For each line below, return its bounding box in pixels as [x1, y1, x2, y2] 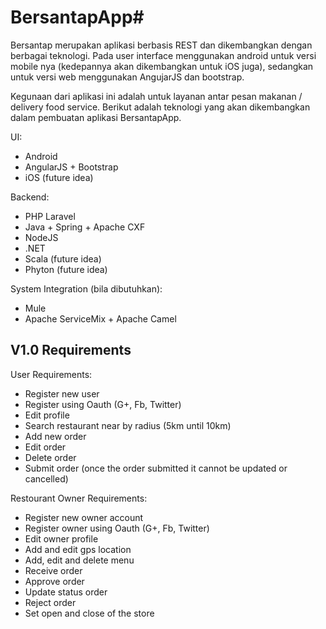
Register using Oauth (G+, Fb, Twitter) [24, 398, 182, 410]
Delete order [24, 451, 77, 463]
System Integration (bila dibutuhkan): [10, 282, 163, 295]
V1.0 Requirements [10, 342, 132, 359]
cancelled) [24, 472, 69, 485]
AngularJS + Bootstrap [24, 161, 119, 173]
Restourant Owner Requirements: [10, 492, 148, 504]
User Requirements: [10, 368, 93, 380]
